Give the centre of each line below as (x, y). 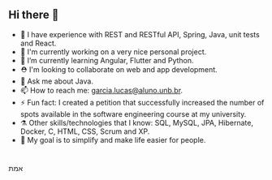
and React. (38, 43)
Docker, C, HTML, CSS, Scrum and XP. (85, 131)
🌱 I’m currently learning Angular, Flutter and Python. (107, 60)
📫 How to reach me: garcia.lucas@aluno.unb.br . (101, 90)
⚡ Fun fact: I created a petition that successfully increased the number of (142, 102)
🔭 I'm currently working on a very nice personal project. (113, 51)
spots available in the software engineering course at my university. (133, 114)
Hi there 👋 (34, 15)
